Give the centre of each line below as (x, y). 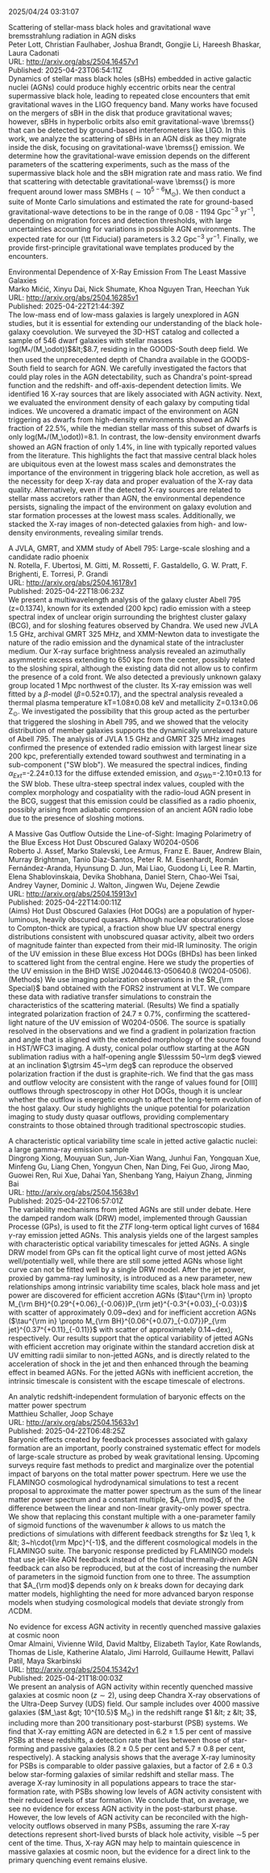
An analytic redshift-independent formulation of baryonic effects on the (127, 1396)
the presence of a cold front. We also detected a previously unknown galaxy (135, 677)
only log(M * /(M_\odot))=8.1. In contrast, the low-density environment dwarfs (135, 437)
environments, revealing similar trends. (99, 533)
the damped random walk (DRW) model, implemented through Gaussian (128, 1218)
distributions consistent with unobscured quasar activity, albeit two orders (131, 936)
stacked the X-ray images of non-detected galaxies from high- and (120, 525)
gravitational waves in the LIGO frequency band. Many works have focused (133, 105)
